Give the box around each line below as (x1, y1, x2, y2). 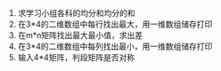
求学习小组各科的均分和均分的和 (17, 8, 135, 18)
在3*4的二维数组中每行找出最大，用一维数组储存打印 (17, 19, 213, 29)
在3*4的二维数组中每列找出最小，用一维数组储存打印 (17, 41, 213, 51)
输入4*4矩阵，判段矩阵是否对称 (17, 52, 135, 62)
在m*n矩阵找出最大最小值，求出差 (17, 30, 143, 40)
